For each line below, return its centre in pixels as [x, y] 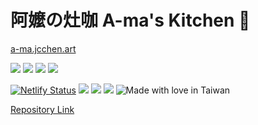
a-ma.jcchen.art [43, 48]
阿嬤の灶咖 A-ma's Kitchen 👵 [130, 20]
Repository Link [42, 109]
